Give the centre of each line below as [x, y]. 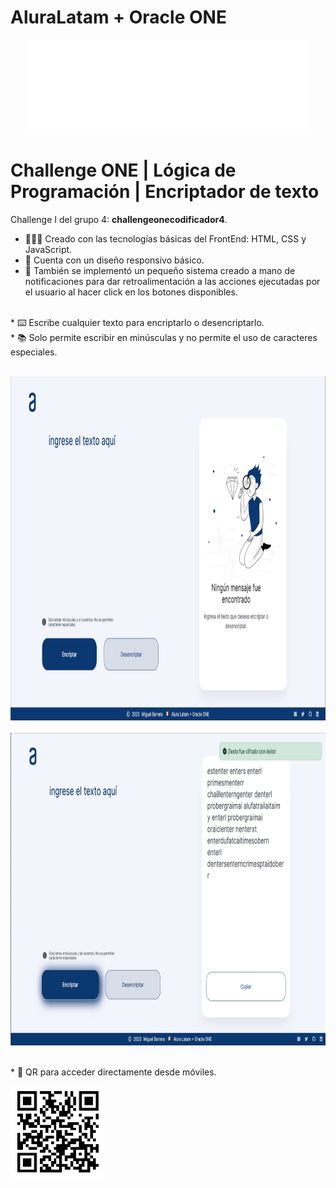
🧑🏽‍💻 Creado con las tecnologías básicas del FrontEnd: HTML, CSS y [165, 238]
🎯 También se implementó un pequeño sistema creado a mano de [160, 270]
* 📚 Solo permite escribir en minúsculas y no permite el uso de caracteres [164, 337]
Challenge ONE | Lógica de [123, 170]
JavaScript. [48, 249]
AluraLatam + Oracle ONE [118, 17]
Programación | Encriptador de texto [165, 192]
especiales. [34, 352]
